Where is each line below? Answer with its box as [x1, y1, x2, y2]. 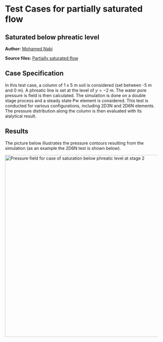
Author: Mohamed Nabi [5, 46, 53, 51]
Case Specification [5, 69, 64, 78]
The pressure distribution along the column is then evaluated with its [5, 108, 142, 114]
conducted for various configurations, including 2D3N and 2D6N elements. [5, 103, 155, 109]
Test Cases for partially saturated [5, 3, 143, 15]
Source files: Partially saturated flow [5, 55, 79, 61]
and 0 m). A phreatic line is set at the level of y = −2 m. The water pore [5, 87, 147, 93]
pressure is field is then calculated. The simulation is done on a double [5, 92, 146, 98]
